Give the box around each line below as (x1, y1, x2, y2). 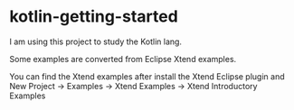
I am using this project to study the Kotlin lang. (9, 36, 183, 47)
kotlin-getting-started (9, 6, 178, 27)
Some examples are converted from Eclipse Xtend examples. (9, 53, 237, 64)
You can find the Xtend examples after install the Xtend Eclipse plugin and (9, 70, 285, 82)
